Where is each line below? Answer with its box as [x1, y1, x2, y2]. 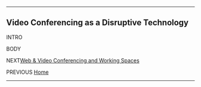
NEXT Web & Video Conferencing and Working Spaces [6, 56, 139, 64]
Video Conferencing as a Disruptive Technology [6, 17, 189, 28]
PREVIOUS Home [6, 68, 49, 76]
